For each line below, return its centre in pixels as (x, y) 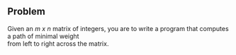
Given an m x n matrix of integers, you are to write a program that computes (118, 28)
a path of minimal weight (43, 36)
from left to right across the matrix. (58, 43)
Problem (27, 12)
